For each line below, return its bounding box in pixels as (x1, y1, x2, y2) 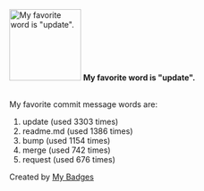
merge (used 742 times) (21, 145, 111, 155)
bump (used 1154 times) (21, 136, 111, 145)
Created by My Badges (9, 171, 94, 182)
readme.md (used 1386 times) (21, 126, 133, 137)
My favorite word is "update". (82, 72, 196, 83)
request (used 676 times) (21, 154, 116, 164)
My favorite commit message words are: (9, 99, 158, 110)
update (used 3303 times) (21, 116, 119, 127)
